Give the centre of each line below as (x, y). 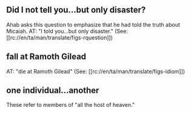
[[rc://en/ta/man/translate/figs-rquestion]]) (60, 37)
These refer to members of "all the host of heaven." (71, 105)
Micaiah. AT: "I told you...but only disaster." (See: (67, 31)
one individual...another (53, 91)
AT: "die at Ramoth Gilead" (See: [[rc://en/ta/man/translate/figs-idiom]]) (96, 71)
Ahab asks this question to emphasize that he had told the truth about (93, 24)
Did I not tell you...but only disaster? (76, 10)
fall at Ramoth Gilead (46, 57)
